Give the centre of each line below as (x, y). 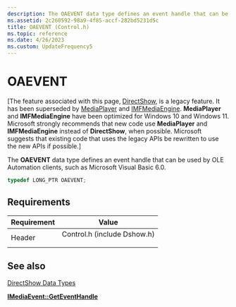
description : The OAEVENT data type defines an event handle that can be (118, 14)
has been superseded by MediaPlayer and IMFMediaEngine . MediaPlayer (114, 108)
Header (23, 237)
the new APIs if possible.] (44, 146)
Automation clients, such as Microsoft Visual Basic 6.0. (87, 167)
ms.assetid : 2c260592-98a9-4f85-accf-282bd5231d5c (83, 20)
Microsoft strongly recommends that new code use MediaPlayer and (107, 124)
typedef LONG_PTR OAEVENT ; (47, 180)
